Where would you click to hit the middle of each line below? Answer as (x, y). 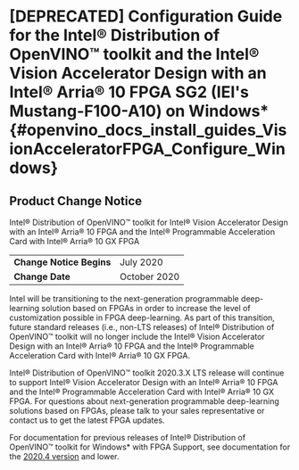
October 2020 (149, 276)
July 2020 (141, 262)
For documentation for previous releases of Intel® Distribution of (128, 437)
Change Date (42, 276)
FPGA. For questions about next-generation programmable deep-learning (144, 401)
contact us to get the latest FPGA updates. (87, 420)
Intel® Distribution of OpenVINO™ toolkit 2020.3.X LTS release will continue (147, 373)
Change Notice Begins (62, 262)
